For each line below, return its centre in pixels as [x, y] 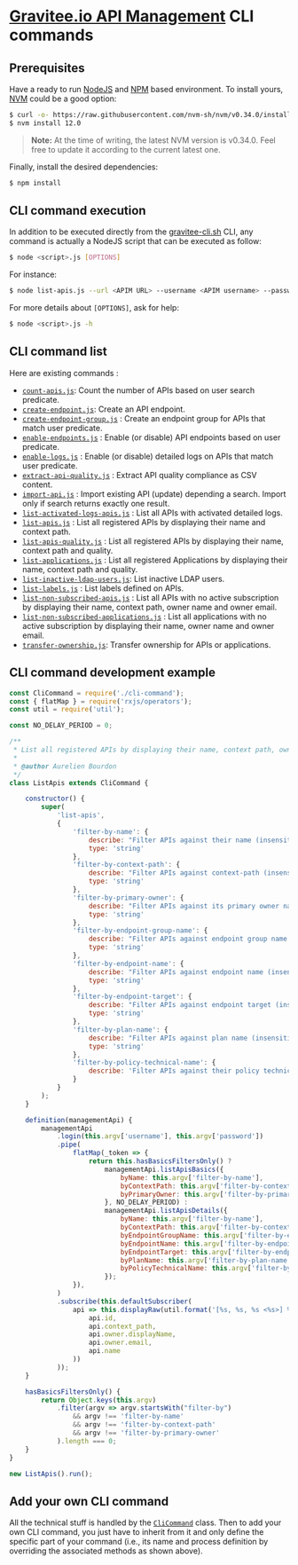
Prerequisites [47, 68]
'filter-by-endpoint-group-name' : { [140, 931]
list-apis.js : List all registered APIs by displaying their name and [144, 522]
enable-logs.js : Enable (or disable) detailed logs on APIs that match [148, 456]
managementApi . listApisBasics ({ [164, 1169]
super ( [53, 807]
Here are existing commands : [64, 373]
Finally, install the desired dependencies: [84, 167]
